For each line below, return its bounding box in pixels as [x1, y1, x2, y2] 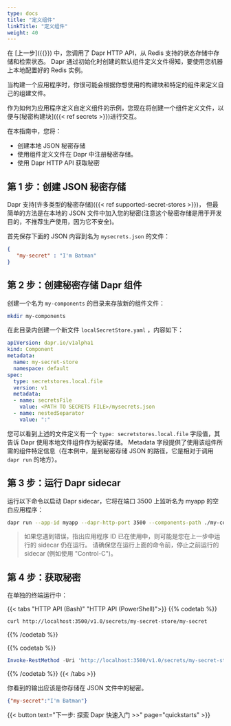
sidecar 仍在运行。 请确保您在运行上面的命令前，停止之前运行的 [37, 541, 219, 549]
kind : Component [7, 346, 54, 353]
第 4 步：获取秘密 [7, 571, 81, 583]
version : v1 [13, 384, 48, 392]
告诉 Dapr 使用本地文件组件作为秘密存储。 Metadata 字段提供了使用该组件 [7, 438, 217, 446]
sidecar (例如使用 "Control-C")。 [23, 549, 117, 558]
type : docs [7, 10, 38, 17]
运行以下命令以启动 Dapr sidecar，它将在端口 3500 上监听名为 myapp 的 [7, 497, 213, 505]
